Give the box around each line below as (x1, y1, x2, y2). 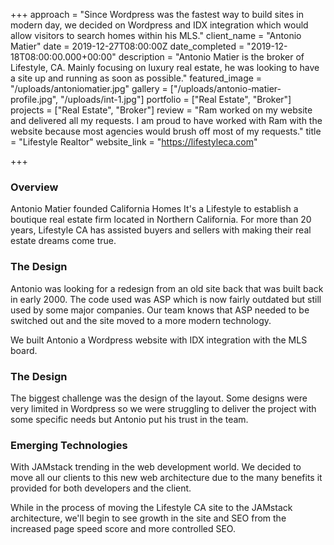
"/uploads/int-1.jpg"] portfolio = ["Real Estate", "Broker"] (60, 94, 292, 105)
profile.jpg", (10, 94, 59, 105)
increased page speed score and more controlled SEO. (10, 523, 236, 535)
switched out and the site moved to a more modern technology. (10, 314, 272, 326)
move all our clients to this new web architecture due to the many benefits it (10, 472, 323, 484)
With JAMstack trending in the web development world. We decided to (10, 461, 302, 473)
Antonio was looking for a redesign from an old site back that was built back (10, 282, 324, 294)
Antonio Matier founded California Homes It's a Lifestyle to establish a (10, 203, 299, 215)
